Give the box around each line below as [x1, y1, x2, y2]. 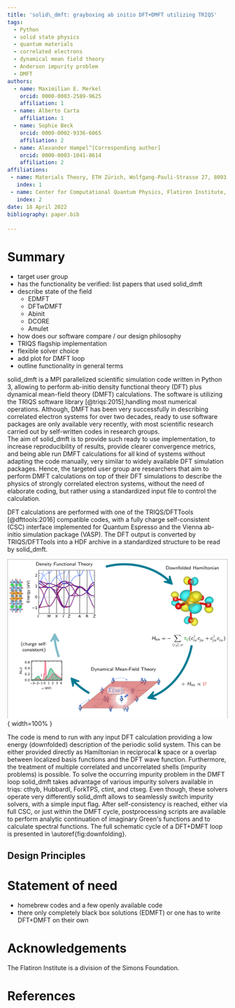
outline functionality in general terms [17, 361, 124, 371]
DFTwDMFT [27, 302, 63, 311]
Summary [7, 249, 65, 265]
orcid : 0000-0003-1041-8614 [20, 151, 101, 159]
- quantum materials [13, 41, 73, 48]
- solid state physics [13, 34, 80, 41]
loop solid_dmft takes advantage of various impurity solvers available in [7, 778, 213, 786]
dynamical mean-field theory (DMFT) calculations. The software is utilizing [7, 390, 223, 399]
